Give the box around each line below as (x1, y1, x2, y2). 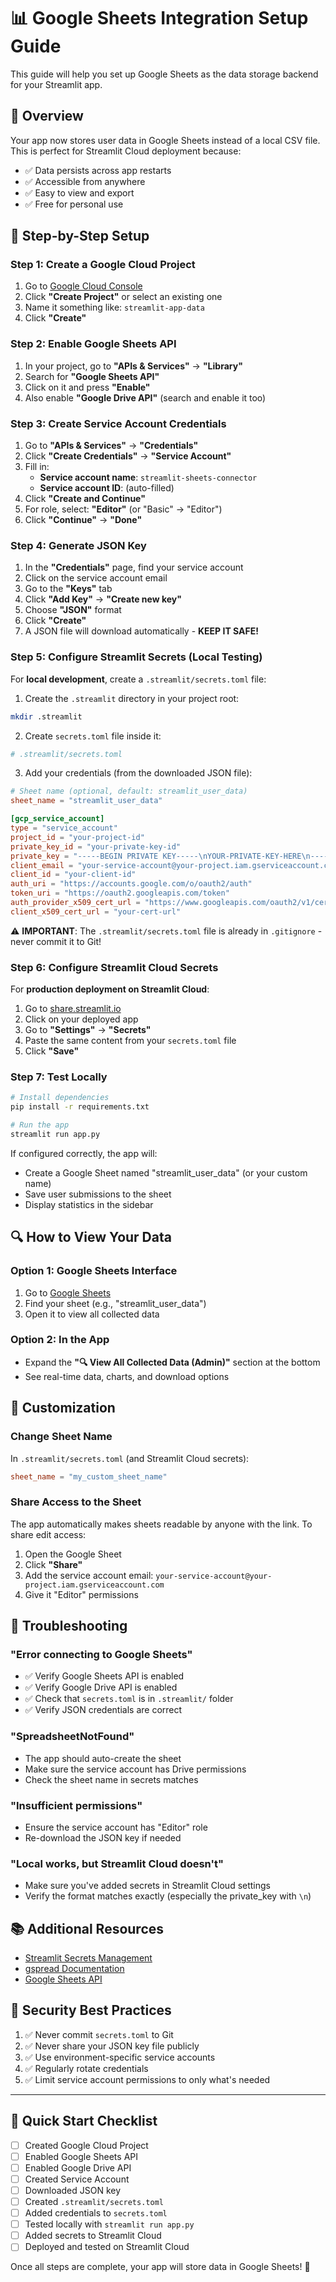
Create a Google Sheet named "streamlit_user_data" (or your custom (24, 1166, 308, 1179)
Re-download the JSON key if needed (24, 1831, 182, 1844)
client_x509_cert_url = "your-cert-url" (10, 906, 182, 917)
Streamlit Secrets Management (24, 1952, 153, 1964)
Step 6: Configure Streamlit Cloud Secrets (10, 960, 219, 974)
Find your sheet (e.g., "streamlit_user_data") (24, 1297, 207, 1309)
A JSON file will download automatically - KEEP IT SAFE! (24, 625, 259, 637)
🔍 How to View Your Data (10, 1229, 172, 1246)
